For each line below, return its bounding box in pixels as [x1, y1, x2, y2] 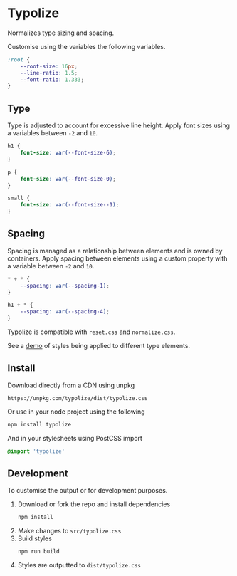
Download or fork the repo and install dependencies [17, 500, 171, 508]
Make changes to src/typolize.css [17, 527, 122, 535]
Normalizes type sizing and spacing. [7, 28, 115, 37]
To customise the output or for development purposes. [7, 486, 168, 495]
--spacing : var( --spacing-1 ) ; [20, 282, 110, 289]
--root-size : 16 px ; [20, 63, 78, 70]
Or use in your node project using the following [7, 407, 145, 416]
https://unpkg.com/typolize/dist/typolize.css [7, 394, 148, 402]
